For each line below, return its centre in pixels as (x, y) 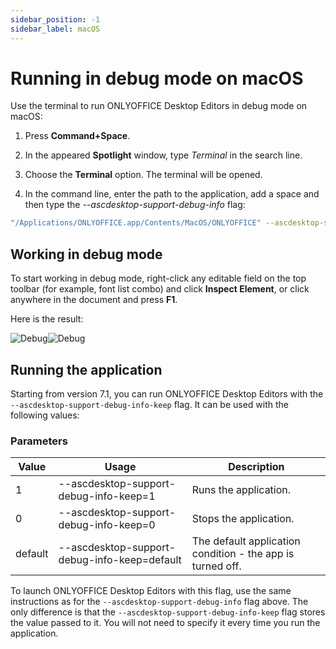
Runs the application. (241, 490)
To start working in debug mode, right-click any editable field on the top (158, 278)
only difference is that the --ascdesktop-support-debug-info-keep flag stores (168, 612)
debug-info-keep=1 (107, 496)
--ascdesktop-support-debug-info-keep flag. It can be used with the (150, 404)
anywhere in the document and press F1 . (94, 300)
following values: (45, 415)
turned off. (216, 566)
